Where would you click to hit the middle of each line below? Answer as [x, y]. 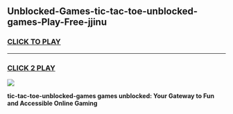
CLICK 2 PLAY [31, 68]
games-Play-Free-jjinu [57, 22]
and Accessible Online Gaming [52, 103]
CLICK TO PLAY [34, 42]
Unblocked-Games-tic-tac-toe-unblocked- [103, 11]
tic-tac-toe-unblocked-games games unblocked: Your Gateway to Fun [111, 95]
